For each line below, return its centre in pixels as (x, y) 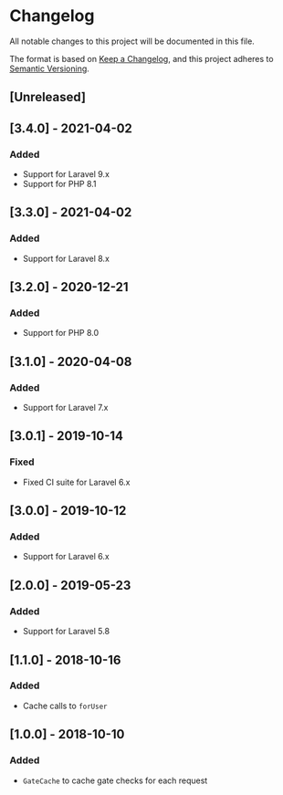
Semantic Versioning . (49, 68)
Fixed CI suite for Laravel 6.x (76, 482)
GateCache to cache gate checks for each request (115, 780)
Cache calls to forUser (65, 706)
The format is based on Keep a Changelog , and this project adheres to (141, 58)
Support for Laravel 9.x (66, 174)
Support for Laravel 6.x (66, 557)
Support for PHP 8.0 (61, 333)
